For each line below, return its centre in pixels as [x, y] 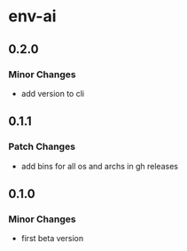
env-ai [32, 16]
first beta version [52, 239]
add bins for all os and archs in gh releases [100, 166]
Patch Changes [42, 146]
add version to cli [53, 93]
